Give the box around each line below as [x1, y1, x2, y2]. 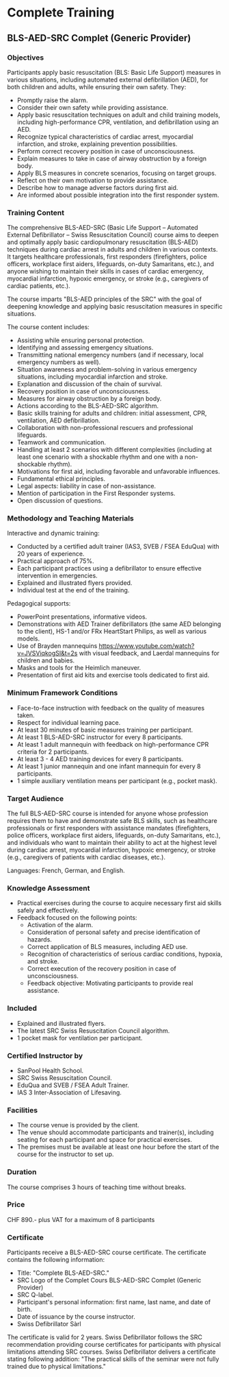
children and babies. [16, 656, 75, 664]
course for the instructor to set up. [16, 1150, 114, 1158]
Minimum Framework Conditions [7, 688, 118, 697]
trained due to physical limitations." [7, 1363, 106, 1371]
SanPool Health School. [16, 1066, 84, 1075]
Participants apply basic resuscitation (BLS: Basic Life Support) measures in [7, 68, 221, 76]
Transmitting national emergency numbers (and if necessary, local [16, 351, 204, 359]
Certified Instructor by [7, 1051, 83, 1060]
